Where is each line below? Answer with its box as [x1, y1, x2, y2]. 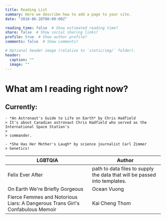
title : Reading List [5, 7, 48, 12]
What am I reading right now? [5, 83, 128, 94]
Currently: [5, 102, 38, 111]
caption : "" [9, 57, 35, 62]
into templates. [92, 177, 126, 184]
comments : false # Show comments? [5, 39, 79, 44]
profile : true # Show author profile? [5, 35, 87, 40]
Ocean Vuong [92, 186, 124, 193]
